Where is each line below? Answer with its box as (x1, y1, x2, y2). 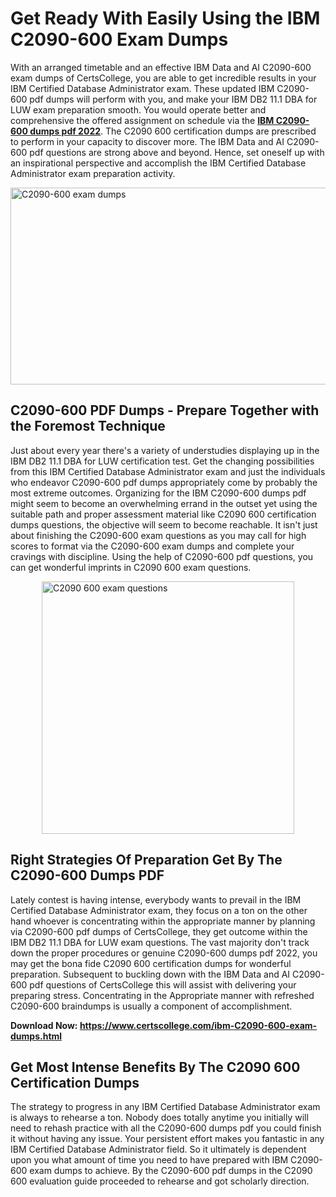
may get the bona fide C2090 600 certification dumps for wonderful (10, 957, 292, 969)
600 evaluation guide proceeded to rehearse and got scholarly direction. (10, 1175, 310, 1187)
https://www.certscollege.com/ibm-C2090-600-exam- (79, 1019, 318, 1031)
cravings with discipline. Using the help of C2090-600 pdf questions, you (10, 550, 314, 562)
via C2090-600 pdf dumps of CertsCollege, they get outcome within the (10, 925, 308, 937)
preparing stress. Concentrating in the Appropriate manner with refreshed (10, 989, 315, 1001)
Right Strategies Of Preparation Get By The (10, 852, 283, 869)
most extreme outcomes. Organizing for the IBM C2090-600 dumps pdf (10, 487, 307, 499)
